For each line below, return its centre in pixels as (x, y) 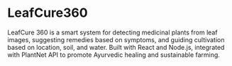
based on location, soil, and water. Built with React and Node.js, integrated (116, 47)
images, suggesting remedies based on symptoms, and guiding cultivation (116, 39)
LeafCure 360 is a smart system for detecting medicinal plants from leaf (112, 32)
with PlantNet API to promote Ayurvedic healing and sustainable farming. (114, 55)
